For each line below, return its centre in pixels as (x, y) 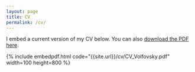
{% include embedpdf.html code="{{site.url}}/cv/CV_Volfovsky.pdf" (88, 57)
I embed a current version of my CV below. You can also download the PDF (97, 39)
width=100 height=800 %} (38, 63)
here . (12, 45)
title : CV (18, 17)
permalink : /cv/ (26, 22)
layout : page (22, 11)
